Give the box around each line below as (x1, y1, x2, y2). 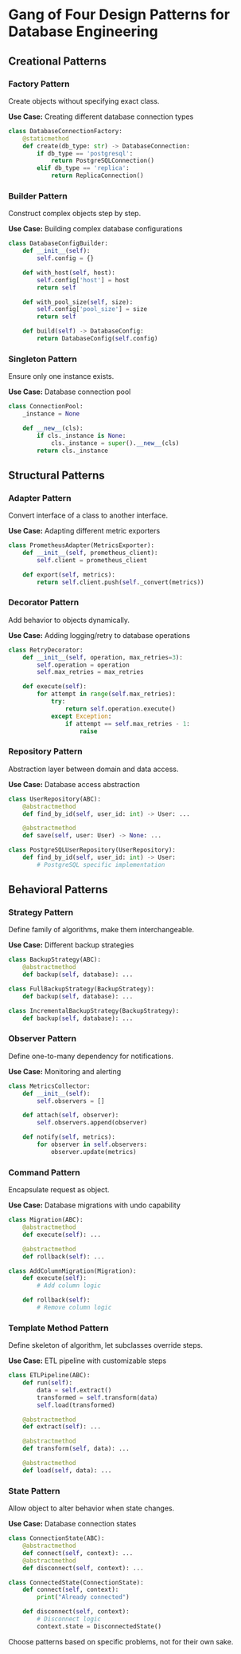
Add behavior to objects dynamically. (8, 615, 130, 624)
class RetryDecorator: (8, 646, 84, 654)
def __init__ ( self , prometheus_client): (22, 549, 158, 557)
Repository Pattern (8, 746, 83, 757)
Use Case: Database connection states (8, 1519, 137, 1529)
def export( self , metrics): (22, 570, 115, 579)
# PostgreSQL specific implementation (37, 860, 165, 868)
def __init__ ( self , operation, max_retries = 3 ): (22, 653, 183, 661)
